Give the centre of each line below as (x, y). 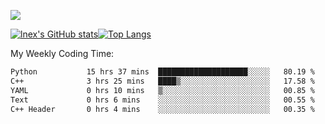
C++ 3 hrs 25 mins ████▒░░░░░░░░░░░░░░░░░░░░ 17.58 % (162, 81)
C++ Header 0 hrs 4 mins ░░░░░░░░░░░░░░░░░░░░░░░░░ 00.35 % (162, 109)
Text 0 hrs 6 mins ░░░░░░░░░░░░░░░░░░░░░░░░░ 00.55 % (162, 100)
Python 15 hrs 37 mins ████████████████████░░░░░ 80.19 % (162, 72)
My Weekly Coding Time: (62, 53)
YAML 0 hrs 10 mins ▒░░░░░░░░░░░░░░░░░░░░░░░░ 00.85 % (162, 90)
